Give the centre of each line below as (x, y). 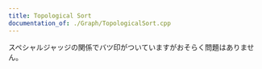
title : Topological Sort (50, 16)
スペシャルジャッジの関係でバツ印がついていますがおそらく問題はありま (128, 47)
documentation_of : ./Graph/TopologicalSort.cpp (90, 23)
